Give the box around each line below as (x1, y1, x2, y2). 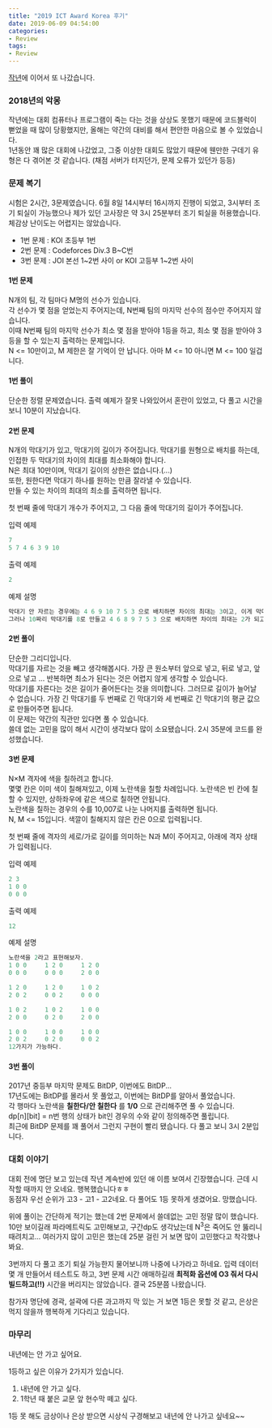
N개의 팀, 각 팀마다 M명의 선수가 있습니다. (8, 295, 141, 305)
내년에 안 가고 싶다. (19, 1383, 81, 1393)
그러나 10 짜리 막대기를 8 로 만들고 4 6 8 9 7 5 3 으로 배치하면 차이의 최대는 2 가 (8, 615, 251, 623)
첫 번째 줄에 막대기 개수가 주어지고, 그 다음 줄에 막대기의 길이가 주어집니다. (8, 503, 244, 513)
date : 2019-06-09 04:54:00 (8, 19, 100, 28)
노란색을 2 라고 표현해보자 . (8, 954, 85, 962)
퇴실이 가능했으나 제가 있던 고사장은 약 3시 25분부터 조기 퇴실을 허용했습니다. (16, 207, 261, 217)
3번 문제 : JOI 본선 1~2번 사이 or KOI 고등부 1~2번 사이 (19, 255, 194, 265)
